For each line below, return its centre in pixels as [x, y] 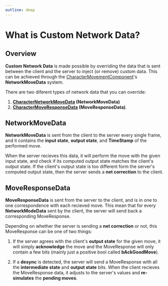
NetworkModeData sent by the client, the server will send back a [74, 211]
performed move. [23, 146]
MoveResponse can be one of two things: [49, 232]
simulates [23, 278]
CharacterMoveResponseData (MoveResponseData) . [70, 107]
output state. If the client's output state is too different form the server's [80, 167]
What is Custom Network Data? [73, 35]
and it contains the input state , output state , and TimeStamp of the [76, 140]
